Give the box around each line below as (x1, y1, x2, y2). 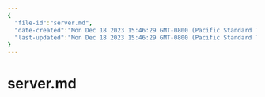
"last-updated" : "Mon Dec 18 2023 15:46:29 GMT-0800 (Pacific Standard (14, 33, 252, 42)
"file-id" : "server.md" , (14, 19, 93, 27)
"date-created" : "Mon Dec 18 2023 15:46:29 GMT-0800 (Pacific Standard (14, 26, 252, 34)
